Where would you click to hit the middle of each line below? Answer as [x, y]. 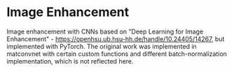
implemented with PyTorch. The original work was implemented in [102, 46]
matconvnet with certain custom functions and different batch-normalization [117, 54]
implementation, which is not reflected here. [70, 61]
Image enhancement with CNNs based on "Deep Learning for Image [105, 31]
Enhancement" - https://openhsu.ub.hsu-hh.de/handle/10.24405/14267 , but [116, 38]
